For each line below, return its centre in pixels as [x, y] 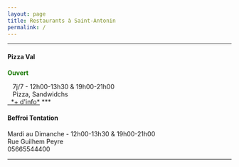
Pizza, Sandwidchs [41, 94]
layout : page [27, 14]
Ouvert [18, 73]
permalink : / [27, 27]
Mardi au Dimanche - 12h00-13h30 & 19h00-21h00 [81, 133]
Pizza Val [21, 56]
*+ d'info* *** [31, 101]
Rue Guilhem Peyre [36, 141]
